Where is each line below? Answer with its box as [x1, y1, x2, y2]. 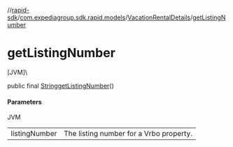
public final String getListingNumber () [7, 82, 114, 90]
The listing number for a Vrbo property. [64, 129, 192, 139]
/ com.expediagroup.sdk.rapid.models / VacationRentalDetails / [17, 13, 193, 22]
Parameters [7, 98, 42, 106]
